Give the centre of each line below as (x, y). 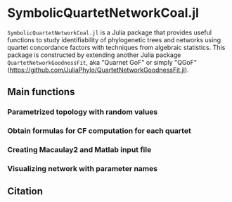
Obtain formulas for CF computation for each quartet (99, 131)
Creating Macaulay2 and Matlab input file (79, 150)
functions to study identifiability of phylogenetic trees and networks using (114, 39)
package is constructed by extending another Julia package (94, 55)
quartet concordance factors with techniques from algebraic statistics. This (116, 47)
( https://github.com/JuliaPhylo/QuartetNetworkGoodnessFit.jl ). (98, 70)
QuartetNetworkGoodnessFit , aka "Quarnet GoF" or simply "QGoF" (102, 62)
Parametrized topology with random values (83, 112)
